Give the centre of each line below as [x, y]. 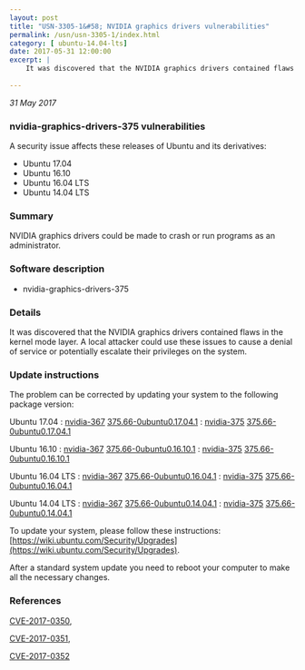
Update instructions [54, 375]
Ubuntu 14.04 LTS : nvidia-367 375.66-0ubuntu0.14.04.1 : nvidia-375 [137, 504]
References [35, 601]
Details [25, 312]
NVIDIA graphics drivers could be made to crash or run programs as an [142, 236]
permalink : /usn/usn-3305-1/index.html [85, 34]
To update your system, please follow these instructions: [115, 531]
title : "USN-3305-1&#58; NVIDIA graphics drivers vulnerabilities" [140, 26]
